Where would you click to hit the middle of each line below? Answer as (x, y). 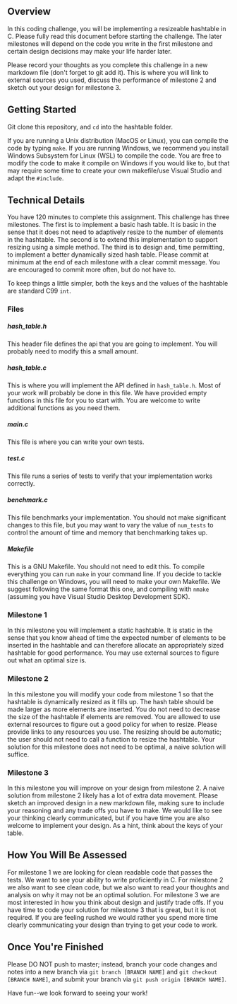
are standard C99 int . (39, 291)
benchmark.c (28, 500)
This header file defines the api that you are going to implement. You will (113, 344)
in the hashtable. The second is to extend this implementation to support (113, 240)
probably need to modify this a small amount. (73, 351)
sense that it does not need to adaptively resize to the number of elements (115, 232)
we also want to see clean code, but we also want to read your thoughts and (118, 887)
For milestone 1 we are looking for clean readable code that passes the (110, 872)
